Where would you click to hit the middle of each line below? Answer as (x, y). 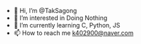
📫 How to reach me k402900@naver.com (74, 33)
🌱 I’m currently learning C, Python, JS (67, 25)
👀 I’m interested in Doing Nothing (61, 18)
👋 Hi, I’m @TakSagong (45, 11)
